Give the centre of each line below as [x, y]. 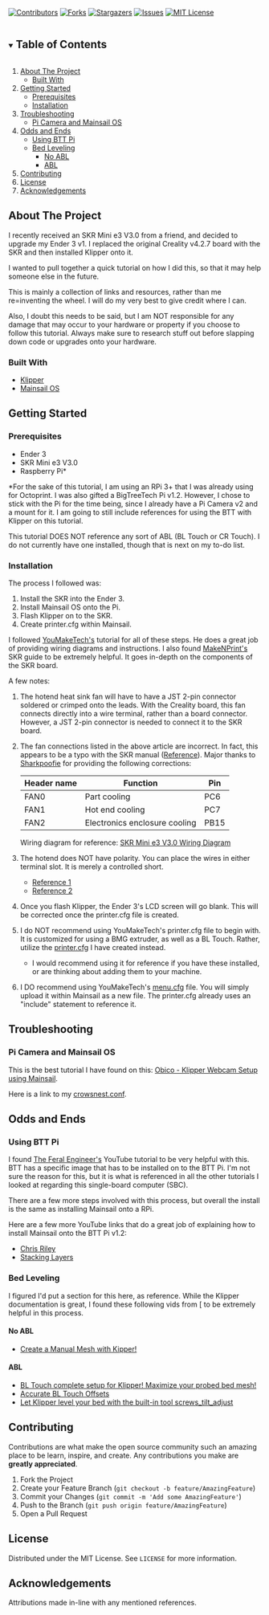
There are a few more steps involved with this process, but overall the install [134, 1201]
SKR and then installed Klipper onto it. [71, 252]
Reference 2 [52, 891]
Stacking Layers [47, 1258]
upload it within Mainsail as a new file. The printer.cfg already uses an [135, 995]
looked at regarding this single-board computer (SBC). [98, 1185]
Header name [51, 783]
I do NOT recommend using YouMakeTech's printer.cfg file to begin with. [140, 930]
